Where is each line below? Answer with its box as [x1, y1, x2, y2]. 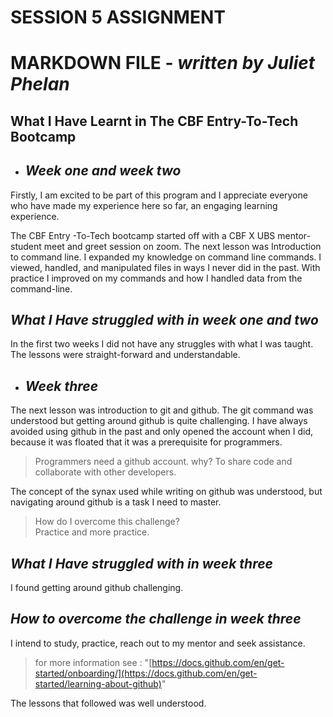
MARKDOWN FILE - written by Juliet [10, 52, 316, 75]
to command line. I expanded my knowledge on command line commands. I [10, 251, 322, 263]
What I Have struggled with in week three [10, 555, 274, 572]
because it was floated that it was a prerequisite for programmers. [10, 436, 283, 448]
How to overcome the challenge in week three [10, 611, 302, 628]
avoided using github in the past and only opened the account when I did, [10, 426, 314, 438]
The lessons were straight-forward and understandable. [10, 349, 241, 361]
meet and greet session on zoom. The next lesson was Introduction [43, 240, 322, 252]
